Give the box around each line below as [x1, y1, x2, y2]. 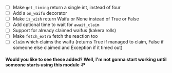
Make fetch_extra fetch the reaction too [12, 33, 99, 39]
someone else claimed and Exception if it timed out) [12, 44, 123, 51]
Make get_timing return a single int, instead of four [12, 5, 121, 10]
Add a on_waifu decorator [12, 10, 67, 16]
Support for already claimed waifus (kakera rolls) [12, 28, 117, 34]
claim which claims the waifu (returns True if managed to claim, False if [12, 39, 164, 45]
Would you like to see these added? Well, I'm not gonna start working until [5, 56, 167, 63]
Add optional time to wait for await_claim [12, 21, 100, 28]
